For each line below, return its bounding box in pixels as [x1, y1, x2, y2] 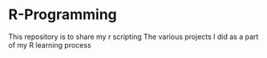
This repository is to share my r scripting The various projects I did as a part [8, 32, 259, 41]
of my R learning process [8, 40, 91, 49]
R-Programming [8, 6, 118, 24]
